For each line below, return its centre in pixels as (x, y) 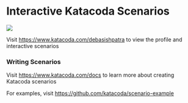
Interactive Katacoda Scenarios (88, 11)
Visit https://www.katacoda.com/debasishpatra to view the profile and (94, 39)
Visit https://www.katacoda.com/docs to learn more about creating (90, 75)
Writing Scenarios (34, 62)
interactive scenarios (33, 46)
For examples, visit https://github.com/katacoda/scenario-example (90, 93)
